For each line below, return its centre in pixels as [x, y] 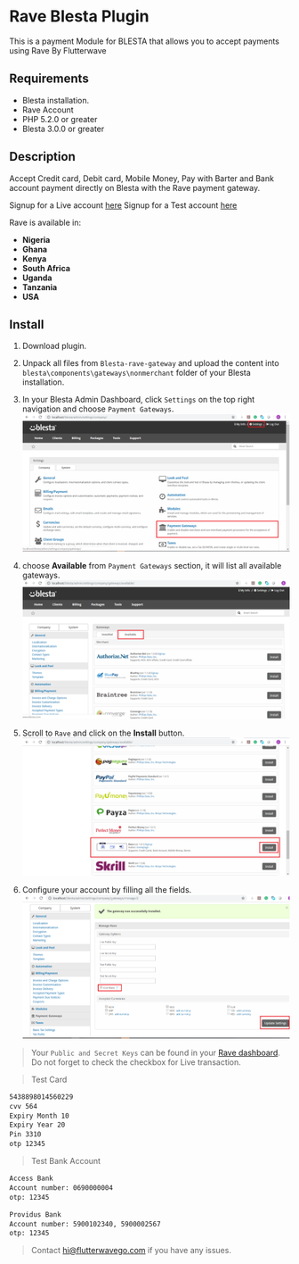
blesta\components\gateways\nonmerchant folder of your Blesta [136, 373]
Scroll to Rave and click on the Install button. [103, 733]
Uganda [37, 278]
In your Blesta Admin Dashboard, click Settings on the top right [138, 400]
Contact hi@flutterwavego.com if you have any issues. [131, 1251]
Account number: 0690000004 [61, 1188]
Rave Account [48, 110]
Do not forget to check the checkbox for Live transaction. [136, 1062]
